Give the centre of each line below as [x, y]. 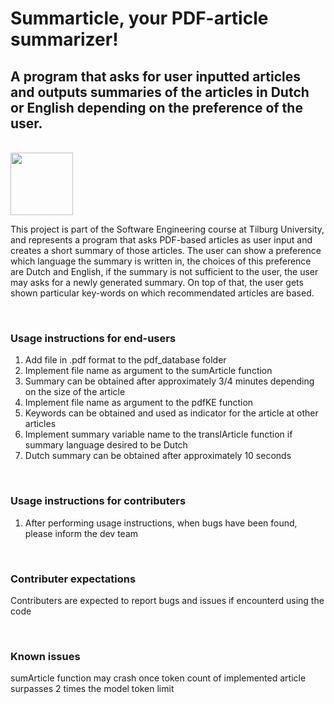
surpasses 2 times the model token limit [92, 689]
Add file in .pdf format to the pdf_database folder [125, 360]
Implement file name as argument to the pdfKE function [139, 403]
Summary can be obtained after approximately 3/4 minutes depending [169, 381]
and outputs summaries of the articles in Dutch [160, 92]
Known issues [45, 656]
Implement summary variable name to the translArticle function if [158, 434]
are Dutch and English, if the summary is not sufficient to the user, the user [164, 271]
